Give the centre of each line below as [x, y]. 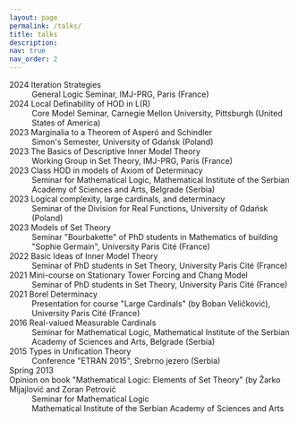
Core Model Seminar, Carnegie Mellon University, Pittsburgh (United [158, 113]
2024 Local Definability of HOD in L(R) [80, 103]
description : [34, 43]
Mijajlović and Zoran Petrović [63, 389]
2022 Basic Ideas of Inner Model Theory [84, 256]
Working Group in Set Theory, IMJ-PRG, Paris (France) [132, 161]
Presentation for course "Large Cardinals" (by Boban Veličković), [151, 304]
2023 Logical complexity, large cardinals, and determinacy [117, 199]
